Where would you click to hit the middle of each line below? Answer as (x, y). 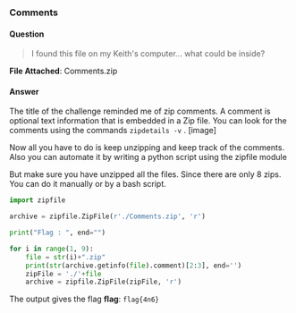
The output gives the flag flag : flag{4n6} (84, 299)
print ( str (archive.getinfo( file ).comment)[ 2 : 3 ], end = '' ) (134, 266)
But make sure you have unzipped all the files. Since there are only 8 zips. (145, 174)
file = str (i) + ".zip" (65, 257)
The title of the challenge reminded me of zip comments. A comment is (140, 111)
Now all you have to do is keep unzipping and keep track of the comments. (147, 148)
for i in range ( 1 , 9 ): (51, 249)
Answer (24, 91)
